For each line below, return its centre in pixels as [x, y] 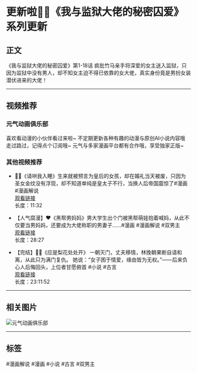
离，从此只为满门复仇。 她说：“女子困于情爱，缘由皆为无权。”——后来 [98, 260]
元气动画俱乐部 [27, 124]
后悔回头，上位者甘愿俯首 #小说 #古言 [71, 267]
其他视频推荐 [24, 162]
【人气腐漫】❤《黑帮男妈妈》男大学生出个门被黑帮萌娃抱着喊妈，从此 [99, 217]
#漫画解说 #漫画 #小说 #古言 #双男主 [51, 364]
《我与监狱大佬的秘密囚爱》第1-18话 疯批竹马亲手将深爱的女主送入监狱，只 [96, 65]
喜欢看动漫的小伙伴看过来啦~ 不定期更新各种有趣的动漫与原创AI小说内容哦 [96, 138]
